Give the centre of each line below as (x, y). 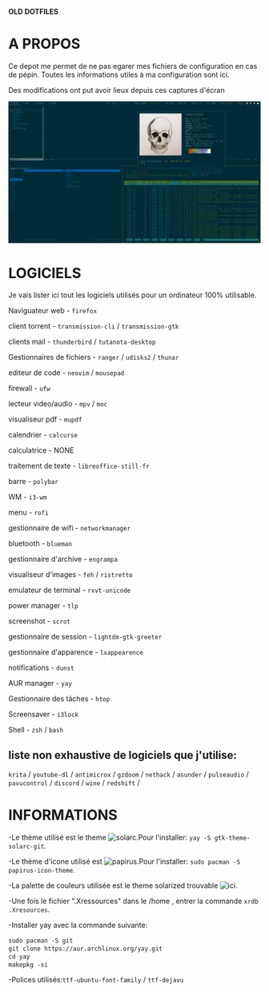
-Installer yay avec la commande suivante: (78, 925)
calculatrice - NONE (41, 450)
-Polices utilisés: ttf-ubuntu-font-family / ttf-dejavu (96, 980)
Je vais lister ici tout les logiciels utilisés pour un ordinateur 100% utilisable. (132, 295)
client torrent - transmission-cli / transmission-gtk (94, 326)
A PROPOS (44, 44)
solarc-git (26, 847)
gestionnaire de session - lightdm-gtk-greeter (85, 637)
